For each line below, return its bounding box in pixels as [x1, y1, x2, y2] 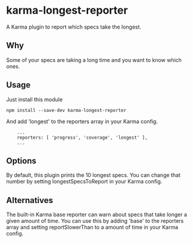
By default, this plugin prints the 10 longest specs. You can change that [6, 172, 180, 179]
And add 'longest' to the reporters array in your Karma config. [6, 117, 158, 125]
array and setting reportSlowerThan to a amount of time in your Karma [6, 224, 179, 231]
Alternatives [6, 195, 54, 205]
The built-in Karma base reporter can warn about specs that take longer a [6, 211, 188, 218]
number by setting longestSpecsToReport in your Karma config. [6, 178, 163, 185]
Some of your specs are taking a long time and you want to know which [6, 56, 182, 63]
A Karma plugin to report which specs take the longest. [6, 23, 142, 30]
